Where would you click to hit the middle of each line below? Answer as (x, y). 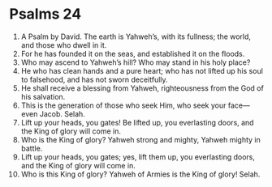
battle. (32, 148)
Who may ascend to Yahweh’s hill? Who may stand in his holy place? (136, 62)
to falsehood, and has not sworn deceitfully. (95, 79)
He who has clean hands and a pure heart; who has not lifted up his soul (142, 70)
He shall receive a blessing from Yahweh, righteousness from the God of (142, 88)
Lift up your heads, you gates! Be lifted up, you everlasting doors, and (137, 122)
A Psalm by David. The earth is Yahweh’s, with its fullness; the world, (136, 36)
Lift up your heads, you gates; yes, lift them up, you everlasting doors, (138, 157)
